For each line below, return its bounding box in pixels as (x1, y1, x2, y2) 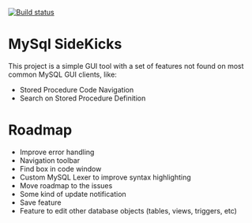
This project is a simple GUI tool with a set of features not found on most (8, 61, 244, 70)
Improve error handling (19, 147, 95, 157)
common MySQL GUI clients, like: (8, 70, 117, 79)
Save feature (19, 198, 62, 207)
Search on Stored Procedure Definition (19, 93, 146, 103)
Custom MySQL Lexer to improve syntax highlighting (19, 172, 191, 182)
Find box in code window (19, 164, 102, 173)
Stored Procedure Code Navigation (19, 85, 134, 94)
